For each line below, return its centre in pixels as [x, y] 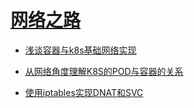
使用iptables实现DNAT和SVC [84, 92]
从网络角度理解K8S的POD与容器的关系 [104, 71]
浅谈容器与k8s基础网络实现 [80, 50]
